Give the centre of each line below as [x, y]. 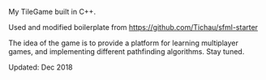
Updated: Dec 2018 [41, 67]
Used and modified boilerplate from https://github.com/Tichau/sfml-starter [133, 27]
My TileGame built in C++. [52, 12]
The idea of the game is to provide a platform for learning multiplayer [124, 43]
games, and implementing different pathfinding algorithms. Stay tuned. [127, 51]
